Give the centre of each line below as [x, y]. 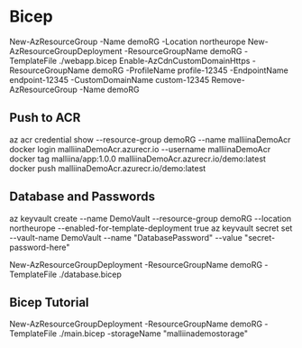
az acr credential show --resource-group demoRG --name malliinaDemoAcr [150, 139]
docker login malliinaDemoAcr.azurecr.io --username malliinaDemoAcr [140, 149]
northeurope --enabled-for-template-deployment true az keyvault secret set [151, 228]
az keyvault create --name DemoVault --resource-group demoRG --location [150, 218]
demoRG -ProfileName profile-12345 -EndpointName [190, 70]
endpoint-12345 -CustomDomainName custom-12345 [110, 79]
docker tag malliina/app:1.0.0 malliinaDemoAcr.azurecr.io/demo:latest [137, 159]
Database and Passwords [82, 197]
